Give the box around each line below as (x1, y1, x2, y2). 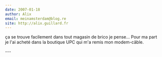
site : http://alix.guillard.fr (5, 20, 69, 26)
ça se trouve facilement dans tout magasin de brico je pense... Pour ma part (5, 34, 157, 40)
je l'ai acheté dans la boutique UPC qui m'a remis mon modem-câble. (5, 39, 144, 45)
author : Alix (5, 12, 32, 17)
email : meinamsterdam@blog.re (5, 16, 67, 21)
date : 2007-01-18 (5, 7, 40, 12)
